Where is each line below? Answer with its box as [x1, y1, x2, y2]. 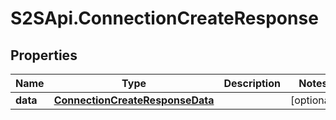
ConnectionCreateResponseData [53, 93, 215, 107]
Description [223, 77, 281, 90]
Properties [10, 47, 78, 64]
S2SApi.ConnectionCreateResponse [10, 7, 319, 30]
